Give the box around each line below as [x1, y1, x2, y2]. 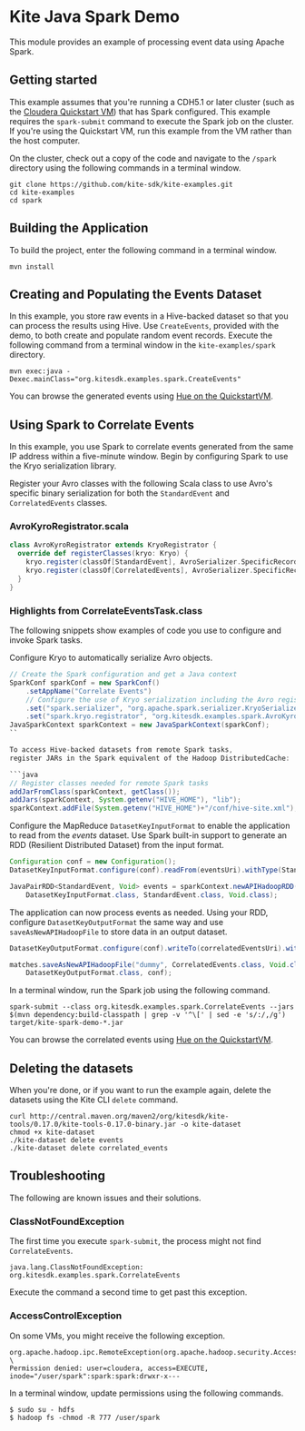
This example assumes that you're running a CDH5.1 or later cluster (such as [9, 96, 295, 107]
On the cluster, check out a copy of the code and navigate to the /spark [9, 153, 277, 163]
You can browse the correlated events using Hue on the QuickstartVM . [9, 1034, 274, 1045]
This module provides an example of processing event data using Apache [9, 36, 285, 47]
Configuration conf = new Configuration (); [9, 857, 177, 866]
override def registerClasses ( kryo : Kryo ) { [17, 549, 189, 558]
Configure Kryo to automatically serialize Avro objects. [9, 652, 213, 664]
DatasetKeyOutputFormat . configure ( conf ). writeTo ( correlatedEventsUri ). [9, 943, 286, 952]
